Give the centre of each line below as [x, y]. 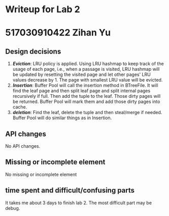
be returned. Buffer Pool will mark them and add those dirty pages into [86, 102]
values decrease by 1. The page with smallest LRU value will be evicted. [88, 80]
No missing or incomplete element [41, 174]
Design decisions [33, 51]
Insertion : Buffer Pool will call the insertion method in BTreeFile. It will [85, 86]
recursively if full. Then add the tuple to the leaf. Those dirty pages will [87, 96]
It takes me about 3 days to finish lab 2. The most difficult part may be [79, 203]
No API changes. [23, 146]
